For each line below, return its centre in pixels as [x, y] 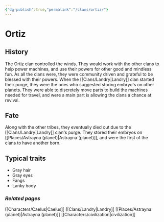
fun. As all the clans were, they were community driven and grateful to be [79, 74]
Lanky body [24, 186]
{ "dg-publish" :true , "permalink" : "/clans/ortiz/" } [57, 10]
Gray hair [21, 170]
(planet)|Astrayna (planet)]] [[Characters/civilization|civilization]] [70, 214]
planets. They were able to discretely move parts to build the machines [77, 90]
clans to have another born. [33, 143]
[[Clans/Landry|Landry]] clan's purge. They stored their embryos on [74, 132]
